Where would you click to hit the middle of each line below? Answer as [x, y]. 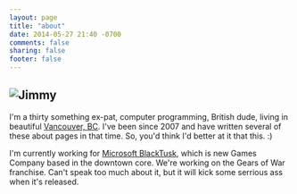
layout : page [33, 17]
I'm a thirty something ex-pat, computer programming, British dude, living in [148, 116]
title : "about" [37, 26]
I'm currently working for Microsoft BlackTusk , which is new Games [133, 153]
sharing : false [37, 51]
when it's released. [44, 181]
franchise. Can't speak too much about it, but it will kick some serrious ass [146, 172]
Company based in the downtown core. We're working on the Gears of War [147, 163]
